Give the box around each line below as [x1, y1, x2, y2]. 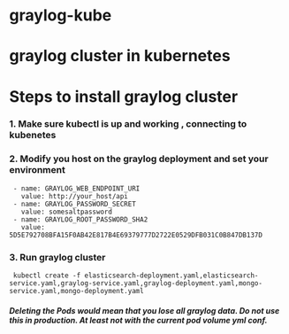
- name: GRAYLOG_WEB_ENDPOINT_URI [12, 183, 141, 193]
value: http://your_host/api [20, 191, 128, 200]
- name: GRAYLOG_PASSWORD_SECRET [12, 199, 137, 208]
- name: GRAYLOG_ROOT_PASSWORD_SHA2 [12, 214, 148, 224]
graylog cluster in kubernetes [9, 46, 232, 66]
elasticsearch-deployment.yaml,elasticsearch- [84, 271, 259, 280]
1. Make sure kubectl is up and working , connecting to [9, 118, 247, 130]
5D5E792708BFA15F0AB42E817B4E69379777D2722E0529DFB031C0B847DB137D [9, 230, 263, 239]
